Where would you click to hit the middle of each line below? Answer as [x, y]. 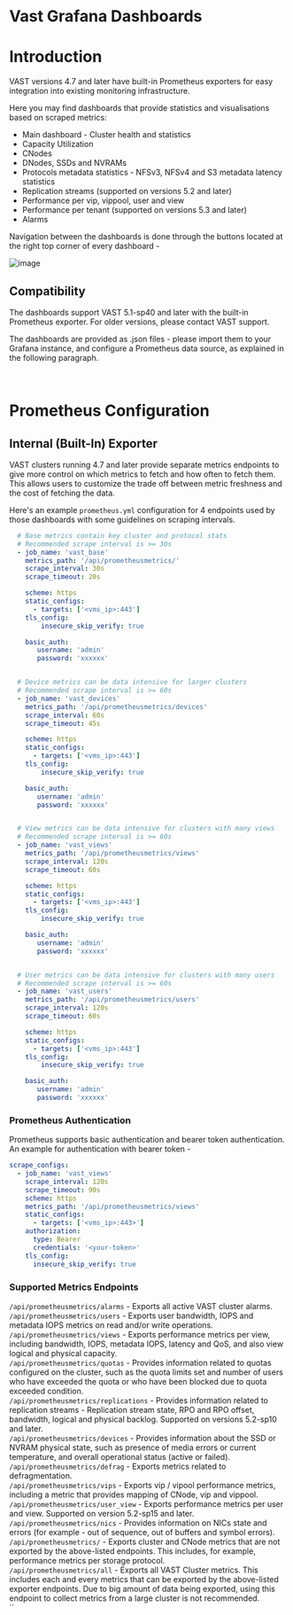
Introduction [56, 57]
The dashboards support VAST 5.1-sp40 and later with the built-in [129, 312]
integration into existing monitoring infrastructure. [100, 91]
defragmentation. [41, 1475]
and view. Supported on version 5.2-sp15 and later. [102, 1513]
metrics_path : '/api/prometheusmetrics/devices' [116, 706]
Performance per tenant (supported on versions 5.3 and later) [135, 210]
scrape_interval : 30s [65, 569]
